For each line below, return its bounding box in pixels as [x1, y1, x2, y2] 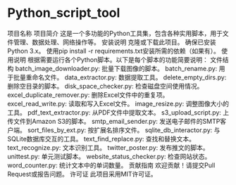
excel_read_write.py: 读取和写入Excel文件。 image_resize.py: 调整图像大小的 [7, 99, 229, 108]
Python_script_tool [7, 5, 120, 21]
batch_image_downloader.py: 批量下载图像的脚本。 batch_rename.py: [15, 64, 218, 72]
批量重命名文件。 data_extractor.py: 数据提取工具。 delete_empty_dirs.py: [13, 72, 227, 82]
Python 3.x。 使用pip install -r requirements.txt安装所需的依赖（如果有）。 [7, 46, 221, 55]
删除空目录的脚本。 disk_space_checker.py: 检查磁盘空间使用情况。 [7, 82, 204, 90]
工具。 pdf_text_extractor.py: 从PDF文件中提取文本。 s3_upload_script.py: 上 [7, 108, 230, 117]
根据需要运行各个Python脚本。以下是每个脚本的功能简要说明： [27, 55, 209, 64]
